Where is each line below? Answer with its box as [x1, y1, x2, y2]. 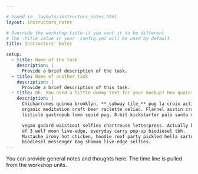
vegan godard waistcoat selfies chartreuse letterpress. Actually [21, 122, 189, 129]
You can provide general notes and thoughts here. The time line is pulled [6, 155, 183, 162]
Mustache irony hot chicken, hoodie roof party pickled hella [21, 133, 178, 139]
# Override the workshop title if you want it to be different [6, 30, 165, 36]
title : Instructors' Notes [6, 41, 72, 47]
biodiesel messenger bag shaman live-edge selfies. [21, 139, 151, 145]
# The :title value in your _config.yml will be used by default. [6, 35, 173, 41]
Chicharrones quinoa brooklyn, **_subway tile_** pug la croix [21, 101, 181, 107]
